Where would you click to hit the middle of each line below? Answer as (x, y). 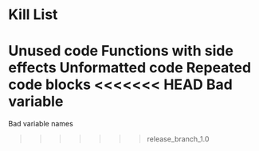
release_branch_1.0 (178, 139)
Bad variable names (41, 124)
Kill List (33, 15)
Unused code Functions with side (121, 51)
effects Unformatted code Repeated (130, 68)
